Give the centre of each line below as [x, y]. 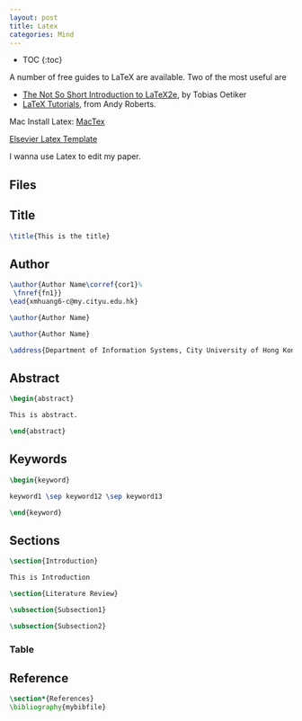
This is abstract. [44, 415]
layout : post [34, 18]
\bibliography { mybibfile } [58, 708]
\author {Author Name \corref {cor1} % [76, 285]
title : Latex [34, 26]
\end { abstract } [38, 432]
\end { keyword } [36, 512]
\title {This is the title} [60, 236]
